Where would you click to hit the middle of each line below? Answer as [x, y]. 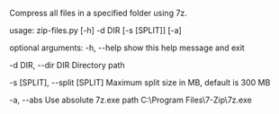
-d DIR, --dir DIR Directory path [67, 65]
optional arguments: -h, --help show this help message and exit [127, 48]
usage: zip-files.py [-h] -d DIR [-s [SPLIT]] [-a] [95, 30]
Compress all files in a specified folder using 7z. [98, 13]
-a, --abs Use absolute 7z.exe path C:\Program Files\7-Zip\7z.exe [130, 100]
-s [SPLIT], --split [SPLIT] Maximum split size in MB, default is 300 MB [140, 83]
